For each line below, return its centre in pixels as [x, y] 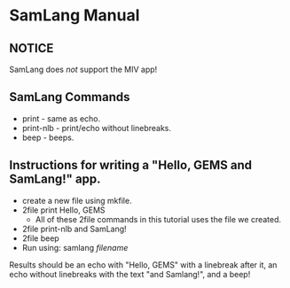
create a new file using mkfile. [77, 200]
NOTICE [31, 48]
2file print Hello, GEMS [63, 210]
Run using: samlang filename [75, 247]
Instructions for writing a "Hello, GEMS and [131, 165]
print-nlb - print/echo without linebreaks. [96, 128]
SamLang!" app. [55, 179]
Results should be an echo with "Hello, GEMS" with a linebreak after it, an [143, 265]
